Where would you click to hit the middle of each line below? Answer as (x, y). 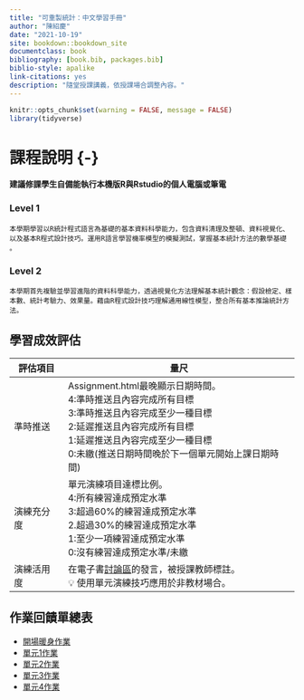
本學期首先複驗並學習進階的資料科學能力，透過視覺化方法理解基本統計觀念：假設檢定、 (147, 291)
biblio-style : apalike (52, 69)
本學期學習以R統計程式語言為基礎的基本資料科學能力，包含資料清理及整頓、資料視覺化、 (149, 229)
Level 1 (25, 208)
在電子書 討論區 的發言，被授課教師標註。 (154, 569)
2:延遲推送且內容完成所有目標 (131, 427)
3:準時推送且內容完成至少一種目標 (140, 413)
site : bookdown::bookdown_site (68, 43)
